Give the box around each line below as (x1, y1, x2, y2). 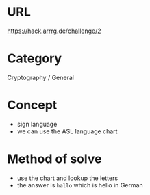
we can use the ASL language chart (16, 127, 118, 135)
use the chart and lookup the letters (16, 174, 118, 182)
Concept (7, 97, 58, 113)
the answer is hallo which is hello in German (16, 181, 144, 189)
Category (7, 51, 62, 66)
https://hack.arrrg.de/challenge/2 (7, 27, 101, 35)
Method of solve (7, 151, 102, 166)
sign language (16, 120, 58, 128)
